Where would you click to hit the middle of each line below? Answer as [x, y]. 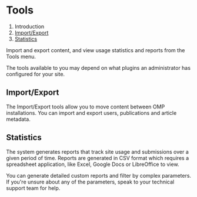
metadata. [18, 119]
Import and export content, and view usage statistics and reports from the [96, 50]
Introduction [29, 26]
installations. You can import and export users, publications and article [91, 113]
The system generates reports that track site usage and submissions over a [98, 152]
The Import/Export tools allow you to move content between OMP [86, 107]
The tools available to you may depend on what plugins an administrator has [98, 67]
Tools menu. [21, 56]
